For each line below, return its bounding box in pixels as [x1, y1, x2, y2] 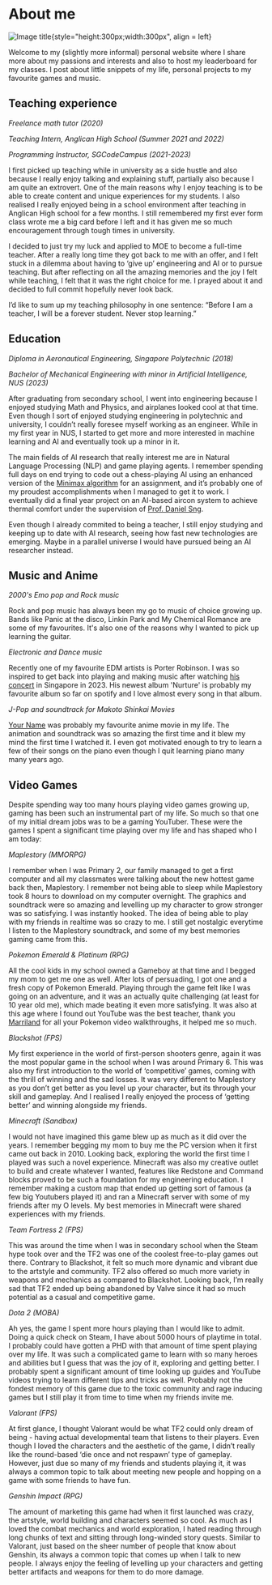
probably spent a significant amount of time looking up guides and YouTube [8, 1366, 261, 1377]
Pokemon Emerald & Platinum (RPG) [8, 950, 130, 960]
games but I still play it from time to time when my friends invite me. [8, 1392, 234, 1402]
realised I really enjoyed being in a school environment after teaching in [8, 199, 247, 209]
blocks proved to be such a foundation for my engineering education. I [8, 1175, 244, 1185]
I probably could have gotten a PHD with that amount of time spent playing [8, 1341, 257, 1351]
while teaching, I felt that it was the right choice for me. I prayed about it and [8, 275, 263, 285]
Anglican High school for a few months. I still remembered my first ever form [8, 208, 263, 218]
